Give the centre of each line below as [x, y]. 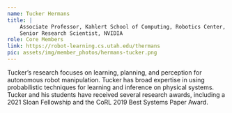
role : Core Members [36, 40]
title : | [20, 20]
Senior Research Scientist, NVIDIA [71, 33]
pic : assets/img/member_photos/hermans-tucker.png [82, 53]
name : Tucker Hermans [39, 14]
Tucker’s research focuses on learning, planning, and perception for [105, 72]
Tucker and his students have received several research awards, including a [116, 94]
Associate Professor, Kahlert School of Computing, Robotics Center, [123, 27]
